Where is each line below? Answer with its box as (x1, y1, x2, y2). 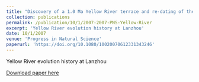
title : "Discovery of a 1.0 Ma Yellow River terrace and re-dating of (6, 8, 184, 15)
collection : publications (6, 14, 70, 20)
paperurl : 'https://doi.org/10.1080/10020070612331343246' (6, 42, 155, 48)
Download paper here (6, 69, 59, 76)
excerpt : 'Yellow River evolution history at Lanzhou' (6, 25, 145, 31)
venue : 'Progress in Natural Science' (6, 36, 102, 42)
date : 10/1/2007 (6, 31, 46, 37)
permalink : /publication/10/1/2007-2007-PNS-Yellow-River (6, 19, 152, 25)
